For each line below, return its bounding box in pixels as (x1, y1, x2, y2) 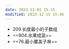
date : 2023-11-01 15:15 (5, 7, 55, 12)
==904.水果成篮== (12, 32, 52, 38)
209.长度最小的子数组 (12, 26, 58, 32)
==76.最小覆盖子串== (12, 38, 57, 45)
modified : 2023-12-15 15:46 (5, 12, 64, 17)
